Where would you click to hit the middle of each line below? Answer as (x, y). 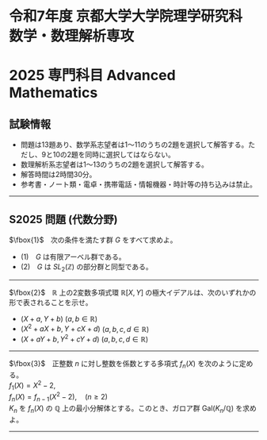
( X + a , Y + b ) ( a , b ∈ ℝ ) (59, 318)
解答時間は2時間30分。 (58, 175)
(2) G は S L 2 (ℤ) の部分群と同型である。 (86, 268)
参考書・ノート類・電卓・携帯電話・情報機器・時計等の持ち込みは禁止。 (138, 184)
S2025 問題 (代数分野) (63, 219)
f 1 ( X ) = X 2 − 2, (32, 385)
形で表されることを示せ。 (51, 302)
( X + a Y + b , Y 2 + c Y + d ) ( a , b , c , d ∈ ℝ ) (84, 338)
